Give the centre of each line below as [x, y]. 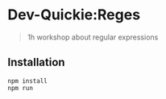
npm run [21, 88]
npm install [27, 81]
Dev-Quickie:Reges [74, 15]
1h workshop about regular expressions [93, 37]
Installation [36, 62]
